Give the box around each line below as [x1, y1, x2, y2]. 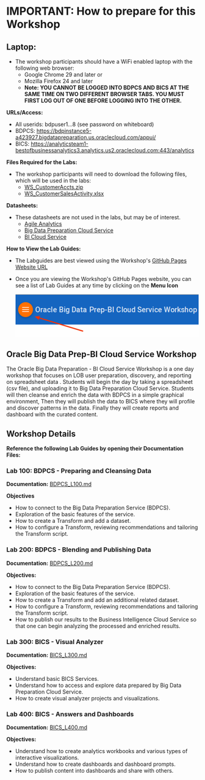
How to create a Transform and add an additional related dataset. [15, 596, 179, 604]
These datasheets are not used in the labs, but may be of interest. [15, 214, 181, 221]
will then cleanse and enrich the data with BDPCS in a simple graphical [6, 391, 184, 399]
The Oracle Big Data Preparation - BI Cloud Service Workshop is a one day [6, 366, 194, 373]
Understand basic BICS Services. [15, 675, 99, 683]
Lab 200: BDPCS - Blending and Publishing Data [6, 546, 151, 554]
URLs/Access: [6, 109, 43, 116]
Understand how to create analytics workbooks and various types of [15, 748, 188, 755]
